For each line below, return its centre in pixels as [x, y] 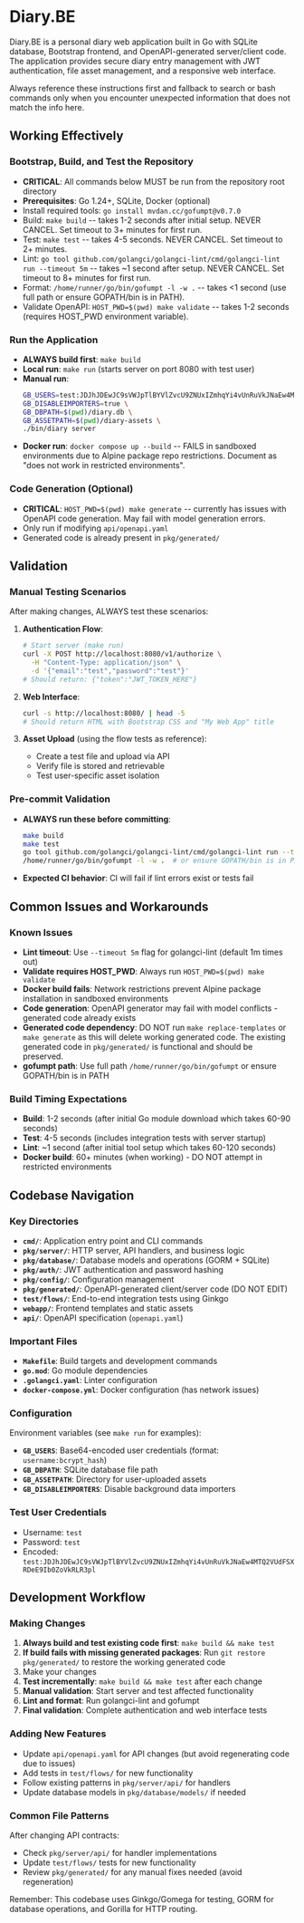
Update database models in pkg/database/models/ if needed [134, 1792]
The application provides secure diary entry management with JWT [135, 61]
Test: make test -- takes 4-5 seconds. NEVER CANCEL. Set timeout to [152, 239]
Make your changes [59, 1672]
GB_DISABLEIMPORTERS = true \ [75, 404]
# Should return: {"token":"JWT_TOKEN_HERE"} [109, 679]
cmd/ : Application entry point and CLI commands [113, 1240]
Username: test [52, 1532]
